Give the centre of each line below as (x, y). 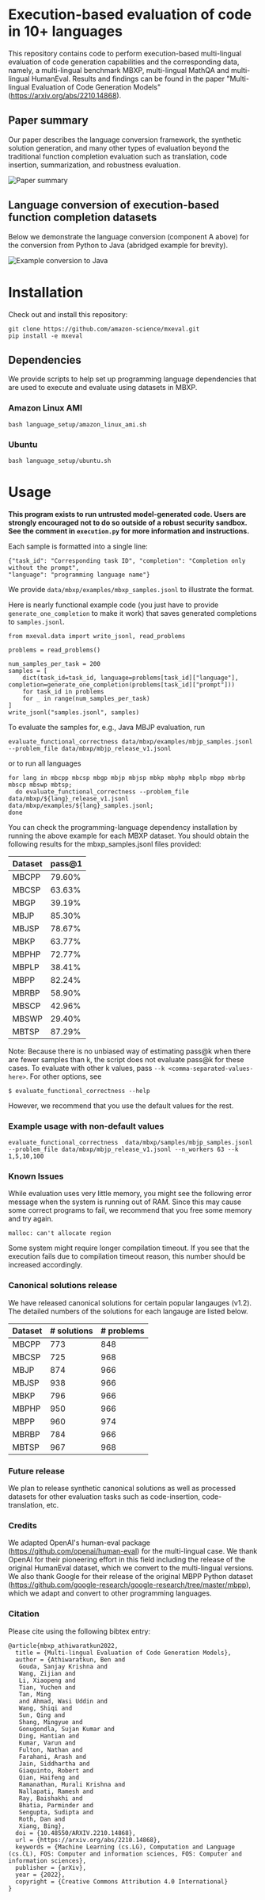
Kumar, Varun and (47, 1743)
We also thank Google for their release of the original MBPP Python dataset (131, 1577)
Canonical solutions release (63, 1286)
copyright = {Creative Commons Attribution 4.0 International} (121, 1881)
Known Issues (36, 1176)
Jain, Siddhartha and (54, 1764)
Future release (37, 1470)
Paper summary (48, 120)
